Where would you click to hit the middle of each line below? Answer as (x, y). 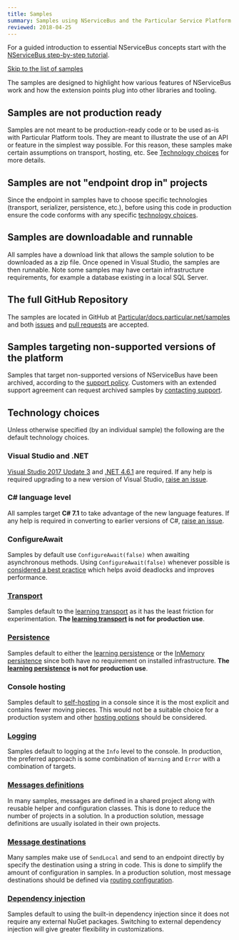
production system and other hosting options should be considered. (107, 717)
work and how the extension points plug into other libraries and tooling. (112, 91)
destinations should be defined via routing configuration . (91, 880)
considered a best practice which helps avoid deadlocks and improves (111, 570)
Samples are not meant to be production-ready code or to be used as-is (113, 130)
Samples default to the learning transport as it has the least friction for (111, 611)
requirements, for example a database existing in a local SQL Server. (108, 277)
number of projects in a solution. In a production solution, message (106, 816)
